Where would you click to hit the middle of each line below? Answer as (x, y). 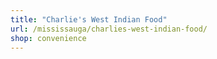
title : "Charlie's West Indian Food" (89, 19)
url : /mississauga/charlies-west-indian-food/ (109, 29)
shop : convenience (48, 38)
